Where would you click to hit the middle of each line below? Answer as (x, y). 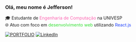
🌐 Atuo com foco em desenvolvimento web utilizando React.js (68, 25)
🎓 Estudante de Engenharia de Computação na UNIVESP (64, 18)
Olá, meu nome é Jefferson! (39, 7)
